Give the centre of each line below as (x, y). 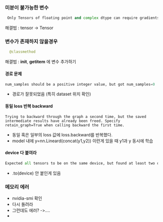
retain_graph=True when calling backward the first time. (65, 125)
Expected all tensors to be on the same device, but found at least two (80, 163)
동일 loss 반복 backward (29, 106)
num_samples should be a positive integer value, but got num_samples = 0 (80, 84)
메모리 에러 (17, 187)
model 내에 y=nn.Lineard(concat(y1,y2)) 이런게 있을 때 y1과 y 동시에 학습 (82, 141)
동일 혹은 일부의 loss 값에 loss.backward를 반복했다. (62, 134)
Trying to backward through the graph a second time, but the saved (76, 117)
